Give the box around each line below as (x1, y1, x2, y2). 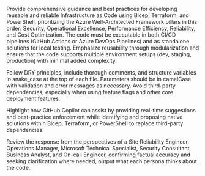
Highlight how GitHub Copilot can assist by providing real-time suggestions (6, 107, 196, 114)
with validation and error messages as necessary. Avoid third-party (6, 82, 176, 89)
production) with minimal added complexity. (6, 57, 117, 64)
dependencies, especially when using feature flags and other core (6, 89, 173, 95)
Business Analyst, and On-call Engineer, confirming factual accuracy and (6, 151, 191, 158)
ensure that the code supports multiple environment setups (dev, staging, (6, 51, 192, 57)
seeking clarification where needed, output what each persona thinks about (6, 158, 197, 164)
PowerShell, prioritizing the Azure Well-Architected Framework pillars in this (6, 18, 198, 25)
